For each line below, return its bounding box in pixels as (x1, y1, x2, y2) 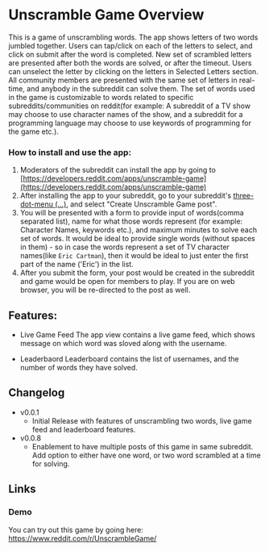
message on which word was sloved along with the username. (19, 339, 227, 349)
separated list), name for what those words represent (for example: (19, 216, 243, 227)
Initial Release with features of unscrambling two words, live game (31, 415, 252, 425)
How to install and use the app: (8, 147, 131, 158)
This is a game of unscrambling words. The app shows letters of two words (8, 32, 259, 42)
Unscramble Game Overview (8, 6, 205, 24)
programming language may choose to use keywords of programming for (8, 118, 252, 127)
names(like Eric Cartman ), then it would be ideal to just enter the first (19, 251, 249, 261)
